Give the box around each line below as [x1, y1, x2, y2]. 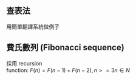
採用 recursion [6, 59, 42, 67]
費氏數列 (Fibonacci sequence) [6, 42, 124, 53]
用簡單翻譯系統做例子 [6, 23, 59, 30]
